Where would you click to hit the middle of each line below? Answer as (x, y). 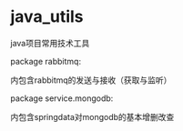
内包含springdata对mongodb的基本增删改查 (92, 116)
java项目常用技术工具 (50, 43)
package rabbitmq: (46, 61)
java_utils (47, 17)
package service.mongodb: (62, 98)
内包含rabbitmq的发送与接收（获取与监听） (91, 80)
